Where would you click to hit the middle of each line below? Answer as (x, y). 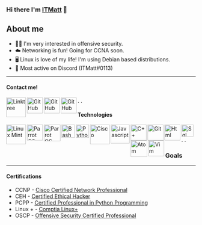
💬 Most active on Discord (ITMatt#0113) (64, 68)
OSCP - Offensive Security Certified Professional (75, 215)
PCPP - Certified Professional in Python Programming (81, 202)
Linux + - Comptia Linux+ (46, 209)
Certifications (24, 176)
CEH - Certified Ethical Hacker (53, 196)
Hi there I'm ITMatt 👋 (37, 10)
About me (25, 29)
